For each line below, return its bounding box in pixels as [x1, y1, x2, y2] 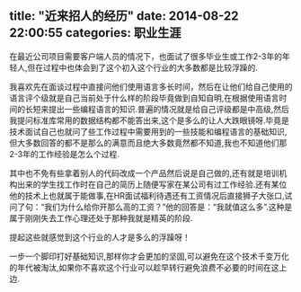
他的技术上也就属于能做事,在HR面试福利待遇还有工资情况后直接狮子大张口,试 [9, 190, 293, 200]
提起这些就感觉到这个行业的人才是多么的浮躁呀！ [9, 232, 190, 243]
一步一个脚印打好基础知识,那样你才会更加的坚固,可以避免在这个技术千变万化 [9, 251, 290, 261]
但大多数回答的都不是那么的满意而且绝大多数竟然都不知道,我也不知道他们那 [9, 137, 288, 148]
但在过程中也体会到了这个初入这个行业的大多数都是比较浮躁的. [27, 62, 259, 73]
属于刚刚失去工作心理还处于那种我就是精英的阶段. [9, 212, 193, 223]
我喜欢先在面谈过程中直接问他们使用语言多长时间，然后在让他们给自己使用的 [9, 81, 293, 92]
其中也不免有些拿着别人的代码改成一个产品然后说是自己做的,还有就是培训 [9, 167, 280, 178]
